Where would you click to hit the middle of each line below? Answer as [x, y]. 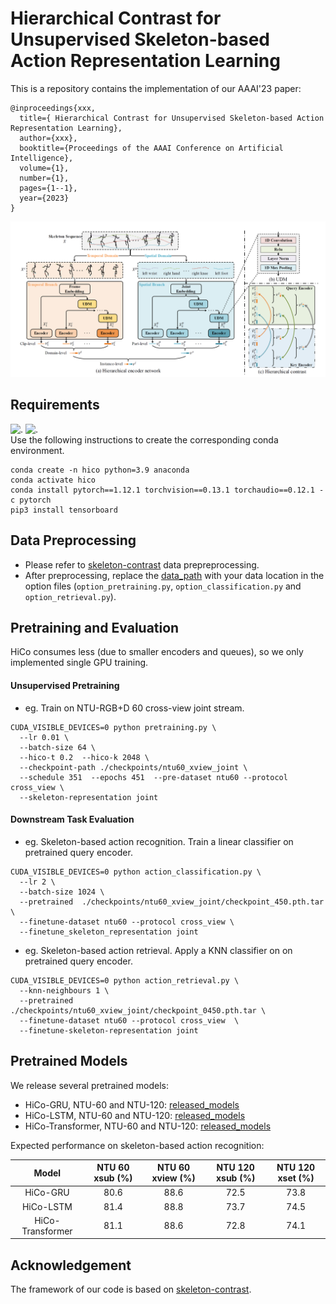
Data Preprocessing [73, 540]
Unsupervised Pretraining [65, 686]
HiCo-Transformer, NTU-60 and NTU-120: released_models [148, 1126]
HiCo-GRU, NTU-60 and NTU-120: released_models [132, 1104]
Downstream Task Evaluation [72, 819]
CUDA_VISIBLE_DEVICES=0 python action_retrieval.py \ [125, 980]
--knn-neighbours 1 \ [64, 990]
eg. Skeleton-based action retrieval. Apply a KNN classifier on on [158, 950]
